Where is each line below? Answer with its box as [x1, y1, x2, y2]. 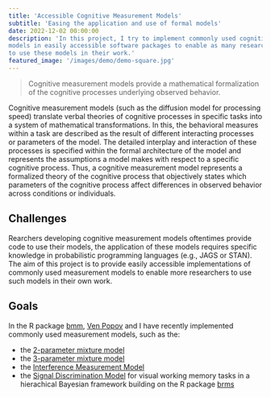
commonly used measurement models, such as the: [8, 329, 180, 339]
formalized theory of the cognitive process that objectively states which [8, 171, 248, 181]
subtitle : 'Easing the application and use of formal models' [8, 19, 222, 27]
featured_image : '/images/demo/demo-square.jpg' [8, 57, 175, 65]
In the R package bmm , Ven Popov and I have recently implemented [8, 320, 234, 330]
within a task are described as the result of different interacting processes [8, 128, 254, 138]
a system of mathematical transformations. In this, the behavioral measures [8, 120, 259, 130]
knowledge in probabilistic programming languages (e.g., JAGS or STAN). [8, 250, 252, 260]
